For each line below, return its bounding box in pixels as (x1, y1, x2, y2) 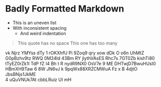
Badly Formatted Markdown (5, 3, 125, 15)
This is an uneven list (12, 20, 57, 26)
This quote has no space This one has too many (17, 40, 118, 46)
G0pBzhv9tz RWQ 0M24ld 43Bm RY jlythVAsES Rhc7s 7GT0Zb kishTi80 (5, 55, 155, 61)
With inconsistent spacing (12, 25, 67, 31)
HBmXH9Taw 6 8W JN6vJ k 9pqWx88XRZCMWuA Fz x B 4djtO (5, 66, 138, 72)
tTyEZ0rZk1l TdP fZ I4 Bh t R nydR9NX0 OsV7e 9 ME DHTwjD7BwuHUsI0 (5, 60, 156, 66)
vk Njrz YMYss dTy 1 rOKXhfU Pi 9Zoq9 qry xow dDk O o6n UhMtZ (5, 50, 145, 56)
